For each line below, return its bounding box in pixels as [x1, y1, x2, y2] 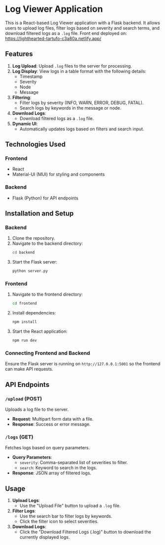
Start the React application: [12, 328, 68, 334]
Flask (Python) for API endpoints [12, 195, 79, 201]
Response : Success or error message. [12, 421, 91, 428]
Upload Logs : [12, 498, 40, 504]
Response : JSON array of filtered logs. [12, 470, 92, 476]
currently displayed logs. [19, 534, 70, 540]
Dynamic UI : [12, 120, 38, 126]
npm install [12, 319, 37, 324]
